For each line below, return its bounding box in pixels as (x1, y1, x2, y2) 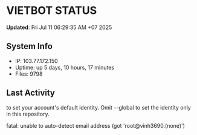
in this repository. (6, 110, 50, 117)
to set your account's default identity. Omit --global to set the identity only (6, 104, 192, 111)
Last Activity (6, 88, 56, 98)
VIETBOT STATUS (6, 4, 97, 18)
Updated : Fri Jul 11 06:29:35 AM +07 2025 (6, 24, 112, 31)
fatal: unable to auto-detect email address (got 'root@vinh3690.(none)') (6, 122, 186, 129)
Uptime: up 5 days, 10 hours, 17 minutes (15, 64, 115, 71)
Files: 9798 (15, 70, 43, 77)
